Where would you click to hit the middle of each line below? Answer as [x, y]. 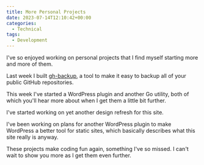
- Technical [27, 29]
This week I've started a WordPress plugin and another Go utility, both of [98, 94]
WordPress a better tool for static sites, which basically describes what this [101, 131]
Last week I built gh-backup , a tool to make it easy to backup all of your [96, 76]
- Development [30, 40]
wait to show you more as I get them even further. [69, 155]
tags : [13, 35]
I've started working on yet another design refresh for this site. [85, 112]
